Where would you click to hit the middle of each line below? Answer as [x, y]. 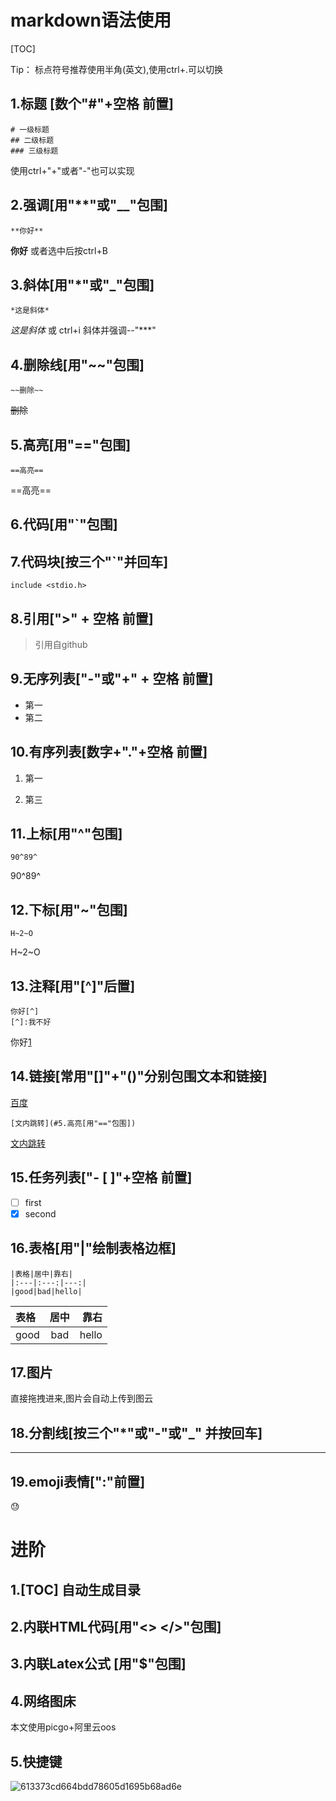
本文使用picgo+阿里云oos [63, 1727]
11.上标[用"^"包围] [66, 834]
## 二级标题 [32, 140]
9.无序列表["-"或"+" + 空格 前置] [112, 679]
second [40, 1213]
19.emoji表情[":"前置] [78, 1481]
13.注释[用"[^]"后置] [73, 986]
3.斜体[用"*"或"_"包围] [82, 284]
